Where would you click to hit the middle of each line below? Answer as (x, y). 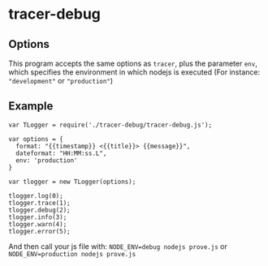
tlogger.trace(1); (39, 203)
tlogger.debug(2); (39, 210)
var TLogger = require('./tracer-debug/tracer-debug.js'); (110, 125)
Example (31, 106)
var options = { (36, 139)
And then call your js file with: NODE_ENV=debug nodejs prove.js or (118, 246)
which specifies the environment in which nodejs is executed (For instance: (134, 72)
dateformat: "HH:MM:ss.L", (61, 153)
